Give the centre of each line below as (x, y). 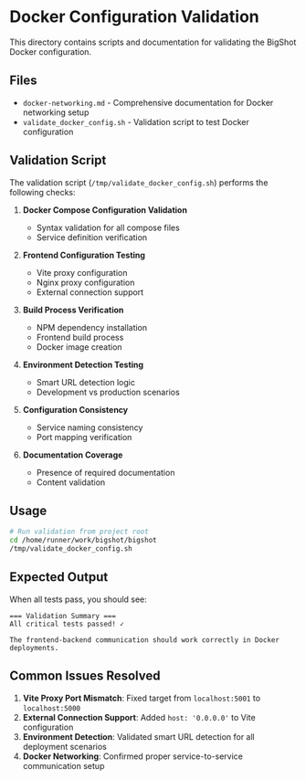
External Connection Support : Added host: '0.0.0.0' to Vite (139, 717)
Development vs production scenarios (108, 392)
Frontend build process (80, 337)
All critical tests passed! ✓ (67, 624)
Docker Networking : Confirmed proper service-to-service (133, 756)
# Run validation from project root (79, 532)
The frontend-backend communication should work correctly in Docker (145, 640)
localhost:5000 (52, 708)
